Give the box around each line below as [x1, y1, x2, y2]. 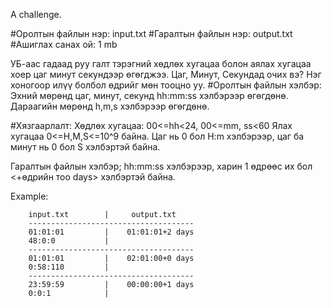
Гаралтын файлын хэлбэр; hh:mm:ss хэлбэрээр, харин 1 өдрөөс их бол [10, 160, 313, 172]
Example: [10, 190, 49, 202]
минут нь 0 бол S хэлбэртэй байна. [10, 141, 161, 153]
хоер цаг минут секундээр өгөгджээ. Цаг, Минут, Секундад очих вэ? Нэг [10, 69, 322, 80]
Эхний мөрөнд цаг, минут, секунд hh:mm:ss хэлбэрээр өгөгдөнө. [10, 90, 289, 101]
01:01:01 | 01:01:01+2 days [28, 227, 195, 237]
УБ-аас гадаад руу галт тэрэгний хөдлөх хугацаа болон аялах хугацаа [10, 58, 312, 69]
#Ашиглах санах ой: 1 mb [10, 39, 118, 50]
